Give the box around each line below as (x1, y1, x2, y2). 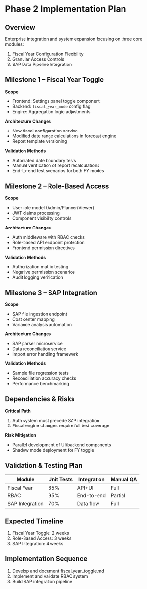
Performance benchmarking (12, 381, 70, 387)
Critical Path (5, 408, 31, 414)
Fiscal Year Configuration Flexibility (12, 51, 84, 57)
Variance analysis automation (12, 322, 72, 327)
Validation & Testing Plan (5, 461, 83, 470)
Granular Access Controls (12, 56, 65, 62)
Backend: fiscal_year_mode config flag (12, 103, 91, 109)
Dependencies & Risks (5, 395, 75, 403)
